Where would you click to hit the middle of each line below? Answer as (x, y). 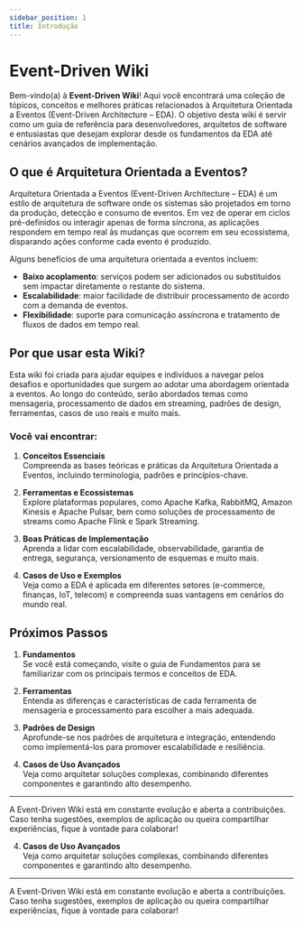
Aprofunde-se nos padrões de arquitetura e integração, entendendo (149, 737)
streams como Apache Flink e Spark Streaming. (111, 522)
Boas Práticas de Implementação (85, 539)
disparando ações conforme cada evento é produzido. (110, 242)
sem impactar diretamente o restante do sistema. (114, 286)
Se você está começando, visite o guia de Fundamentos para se (142, 664)
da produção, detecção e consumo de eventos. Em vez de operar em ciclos (150, 213)
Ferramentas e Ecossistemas (78, 493)
